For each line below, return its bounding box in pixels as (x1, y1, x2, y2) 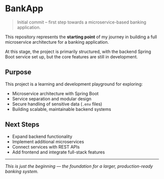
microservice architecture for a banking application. (5, 39, 109, 45)
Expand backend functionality (12, 133, 72, 139)
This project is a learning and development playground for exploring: (5, 81, 143, 87)
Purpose (5, 68, 32, 77)
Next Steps (5, 121, 40, 129)
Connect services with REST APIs (12, 144, 80, 150)
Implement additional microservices (12, 138, 84, 145)
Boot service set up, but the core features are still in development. (5, 53, 138, 59)
